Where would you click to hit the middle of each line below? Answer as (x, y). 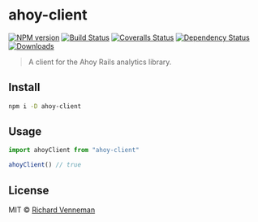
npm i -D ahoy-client (45, 106)
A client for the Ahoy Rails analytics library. (100, 62)
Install (24, 87)
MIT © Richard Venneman (52, 210)
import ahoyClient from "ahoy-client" (74, 150)
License (29, 190)
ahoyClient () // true (45, 165)
